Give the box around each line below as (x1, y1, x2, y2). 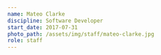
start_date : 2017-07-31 (7, 24, 78, 31)
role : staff (7, 37, 43, 44)
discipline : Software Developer (7, 17, 103, 24)
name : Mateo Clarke (7, 10, 66, 18)
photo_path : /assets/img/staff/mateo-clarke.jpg (7, 30, 155, 38)
